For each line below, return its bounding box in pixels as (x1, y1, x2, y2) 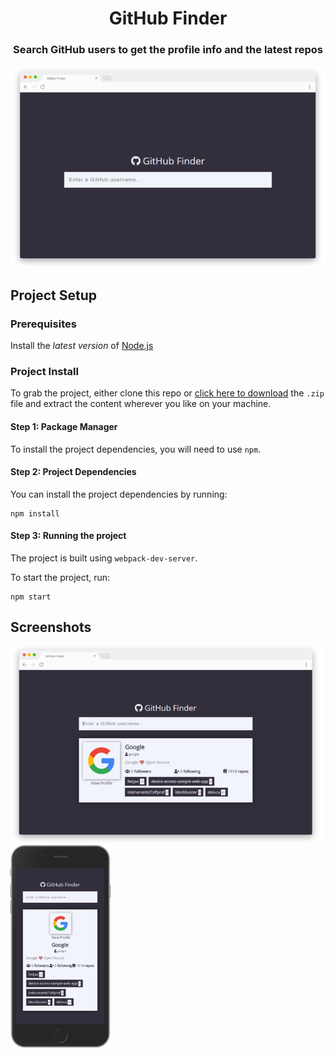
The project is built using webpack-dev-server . (10, 552, 198, 564)
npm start (10, 592, 52, 602)
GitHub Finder (108, 7, 228, 30)
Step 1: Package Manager (10, 420, 118, 432)
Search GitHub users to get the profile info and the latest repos (13, 43, 323, 57)
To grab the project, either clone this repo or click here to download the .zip (10, 387, 325, 399)
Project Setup (10, 287, 98, 304)
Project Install (10, 365, 79, 379)
